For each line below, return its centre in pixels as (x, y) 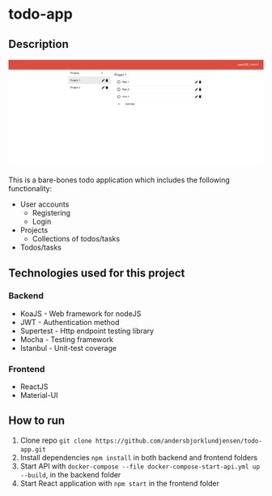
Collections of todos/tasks (76, 239)
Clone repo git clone (56, 440)
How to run (37, 421)
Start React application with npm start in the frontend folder (120, 483)
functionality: (30, 189)
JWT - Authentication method (70, 322)
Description (38, 44)
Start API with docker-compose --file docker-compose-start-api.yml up (140, 466)
